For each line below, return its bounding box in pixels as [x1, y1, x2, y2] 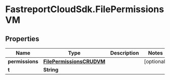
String [43, 66, 59, 73]
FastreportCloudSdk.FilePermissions [5, 4, 164, 15]
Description [110, 50, 139, 56]
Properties [5, 34, 39, 43]
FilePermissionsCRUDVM [43, 58, 105, 65]
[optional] [144, 58, 167, 65]
